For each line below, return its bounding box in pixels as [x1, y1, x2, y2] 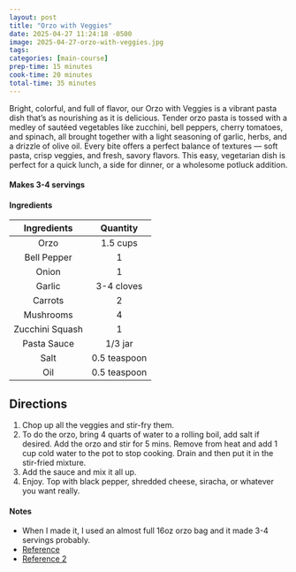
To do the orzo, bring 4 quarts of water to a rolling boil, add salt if [21, 430, 260, 440]
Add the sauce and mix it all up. [21, 467, 137, 477]
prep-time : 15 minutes [9, 63, 93, 72]
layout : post [9, 12, 57, 22]
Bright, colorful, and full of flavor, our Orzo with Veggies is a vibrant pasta [9, 103, 277, 113]
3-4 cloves [95, 280, 143, 293]
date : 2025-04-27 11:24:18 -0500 [9, 29, 133, 38]
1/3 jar [105, 338, 133, 350]
